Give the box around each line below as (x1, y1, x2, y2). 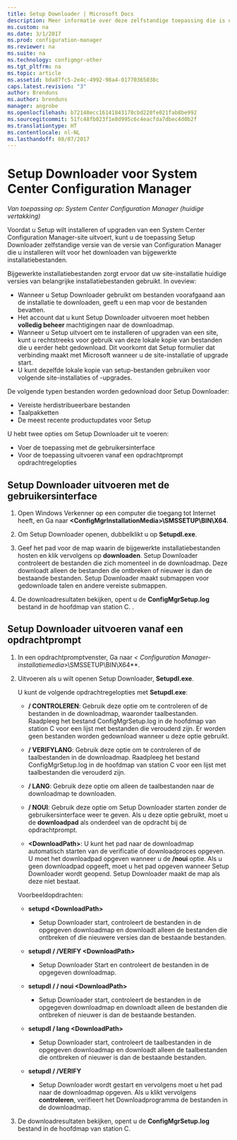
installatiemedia (17, 660, 65, 669)
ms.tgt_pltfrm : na (7, 63, 61, 70)
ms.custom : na (7, 23, 49, 30)
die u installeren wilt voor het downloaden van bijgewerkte (7, 249, 177, 257)
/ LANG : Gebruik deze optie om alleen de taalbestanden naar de (28, 782, 214, 790)
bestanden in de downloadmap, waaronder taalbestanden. (28, 709, 198, 717)
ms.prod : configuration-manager (7, 37, 102, 44)
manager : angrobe (7, 103, 59, 110)
